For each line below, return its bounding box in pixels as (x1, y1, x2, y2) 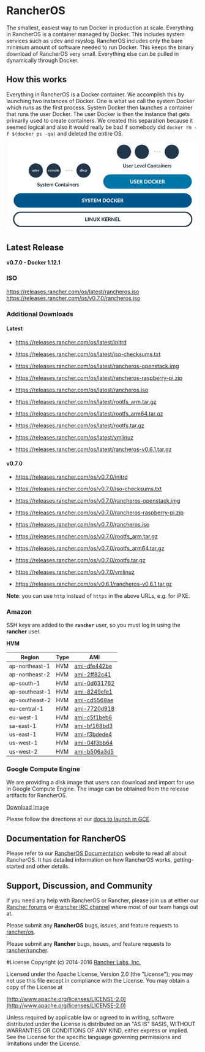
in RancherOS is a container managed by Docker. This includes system (6, 30, 185, 37)
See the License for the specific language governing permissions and (6, 1034, 182, 1041)
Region (20, 653, 40, 660)
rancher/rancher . (6, 946, 49, 954)
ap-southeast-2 (9, 697, 51, 704)
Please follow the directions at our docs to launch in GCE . (6, 816, 151, 823)
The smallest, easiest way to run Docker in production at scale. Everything (6, 24, 194, 31)
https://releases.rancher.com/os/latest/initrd (15, 338, 127, 346)
